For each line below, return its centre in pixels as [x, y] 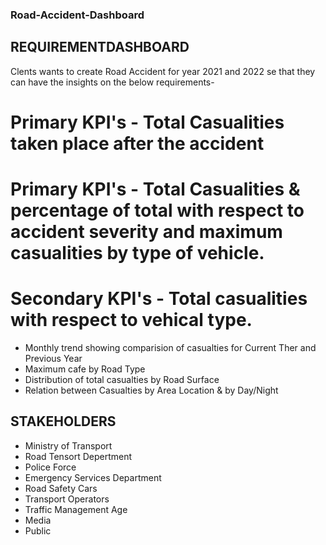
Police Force [50, 467]
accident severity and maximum [146, 232]
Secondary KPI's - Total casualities [159, 299]
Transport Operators [67, 499]
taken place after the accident [137, 143]
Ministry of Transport [68, 445]
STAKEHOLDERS [63, 421]
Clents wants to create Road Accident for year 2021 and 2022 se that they [163, 71]
